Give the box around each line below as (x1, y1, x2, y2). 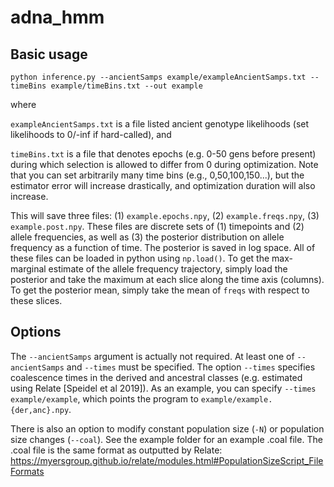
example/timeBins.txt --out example (50, 81, 203, 91)
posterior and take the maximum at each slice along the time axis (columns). (10, 274, 325, 285)
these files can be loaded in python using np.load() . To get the (10, 252, 270, 264)
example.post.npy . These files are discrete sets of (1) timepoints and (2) (10, 221, 305, 232)
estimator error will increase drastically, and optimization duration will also (10, 180, 316, 191)
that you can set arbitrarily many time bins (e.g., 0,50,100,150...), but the (10, 169, 305, 181)
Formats (10, 465, 45, 477)
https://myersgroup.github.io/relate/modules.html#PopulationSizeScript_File (10, 454, 324, 466)
